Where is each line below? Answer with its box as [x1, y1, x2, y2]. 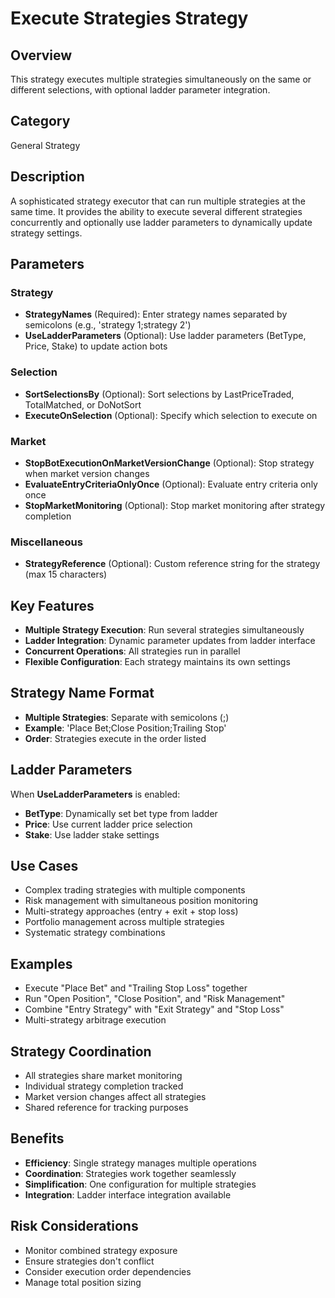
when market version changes [24, 467, 150, 479]
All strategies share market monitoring [24, 1070, 183, 1082]
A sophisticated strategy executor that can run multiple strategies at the [10, 195, 306, 207]
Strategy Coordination [10, 1043, 152, 1060]
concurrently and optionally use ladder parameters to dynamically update [10, 216, 313, 228]
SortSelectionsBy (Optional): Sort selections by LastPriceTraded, [24, 388, 295, 400]
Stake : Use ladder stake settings [24, 828, 160, 841]
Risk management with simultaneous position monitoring [24, 895, 259, 907]
